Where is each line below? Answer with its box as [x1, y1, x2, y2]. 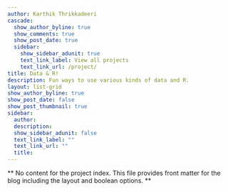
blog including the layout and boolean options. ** [7, 176, 152, 185]
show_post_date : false [7, 97, 75, 104]
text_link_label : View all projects [20, 57, 130, 64]
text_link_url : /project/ [20, 63, 98, 70]
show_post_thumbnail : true [7, 103, 88, 110]
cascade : [7, 17, 33, 24]
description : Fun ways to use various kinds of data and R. [7, 76, 190, 84]
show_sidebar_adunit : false [14, 129, 98, 137]
